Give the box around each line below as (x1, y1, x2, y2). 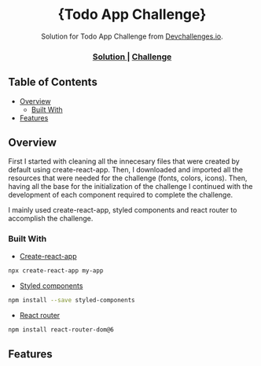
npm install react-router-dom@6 (8, 325, 114, 334)
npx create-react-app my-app (8, 266, 104, 275)
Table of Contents (8, 76, 98, 89)
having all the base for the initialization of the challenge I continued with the (8, 182, 253, 191)
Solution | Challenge (92, 51, 172, 62)
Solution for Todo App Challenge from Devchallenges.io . (40, 31, 223, 41)
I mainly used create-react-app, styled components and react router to (8, 205, 237, 215)
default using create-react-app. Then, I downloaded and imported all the (8, 165, 244, 175)
